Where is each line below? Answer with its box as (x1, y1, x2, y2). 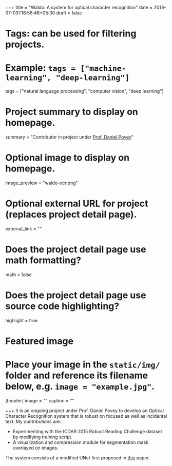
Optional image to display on (5, 152, 130, 164)
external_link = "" (5, 225, 42, 231)
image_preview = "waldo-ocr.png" (5, 180, 78, 186)
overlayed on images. (12, 444, 59, 451)
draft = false (56, 10, 82, 16)
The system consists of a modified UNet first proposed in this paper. (5, 454, 150, 461)
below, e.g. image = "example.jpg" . (5, 381, 155, 392)
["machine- (80, 64, 127, 73)
